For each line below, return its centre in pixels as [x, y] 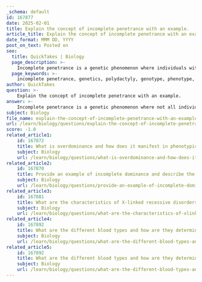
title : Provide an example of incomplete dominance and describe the [106, 174]
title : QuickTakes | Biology [48, 57]
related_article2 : [29, 163]
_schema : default [28, 12]
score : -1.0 [21, 130]
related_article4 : [29, 219]
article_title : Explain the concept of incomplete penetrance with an [96, 34]
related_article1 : [29, 135]
